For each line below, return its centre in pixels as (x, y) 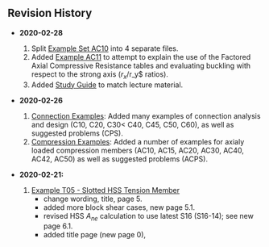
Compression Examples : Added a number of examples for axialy (138, 141)
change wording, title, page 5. (93, 199)
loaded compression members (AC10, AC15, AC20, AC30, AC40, (138, 150)
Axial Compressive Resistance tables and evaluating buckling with (141, 65)
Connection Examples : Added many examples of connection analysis (146, 115)
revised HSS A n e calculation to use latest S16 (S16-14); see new (149, 217)
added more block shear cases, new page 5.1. (119, 207)
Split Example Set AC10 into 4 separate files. (105, 48)
